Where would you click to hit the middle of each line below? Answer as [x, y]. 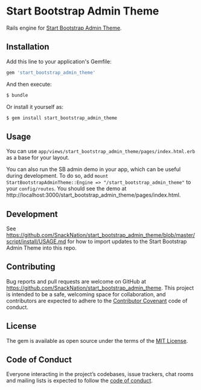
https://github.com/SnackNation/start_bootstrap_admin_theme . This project [100, 288]
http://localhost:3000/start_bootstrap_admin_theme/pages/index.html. [94, 195]
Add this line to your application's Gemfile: [59, 61]
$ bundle [17, 95]
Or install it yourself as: [35, 106]
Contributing [31, 267]
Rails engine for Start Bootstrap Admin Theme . [64, 28]
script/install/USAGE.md [36, 241]
